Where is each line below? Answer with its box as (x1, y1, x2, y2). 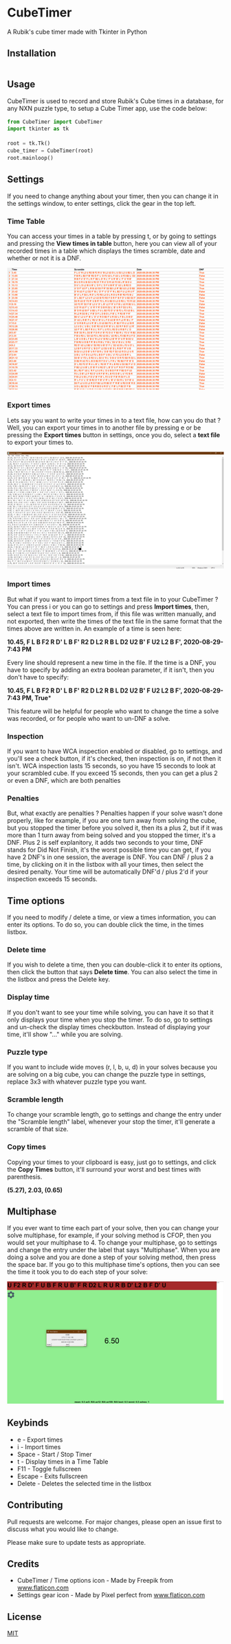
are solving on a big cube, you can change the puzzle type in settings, (7, 1071, 206, 1078)
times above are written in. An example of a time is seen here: (7, 624, 182, 633)
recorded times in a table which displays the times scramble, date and (7, 246, 206, 255)
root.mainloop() (7, 154, 54, 161)
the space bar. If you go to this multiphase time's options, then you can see (7, 1261, 220, 1269)
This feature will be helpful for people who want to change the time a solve (7, 707, 219, 715)
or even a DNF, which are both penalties (7, 777, 121, 784)
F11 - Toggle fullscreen (16, 1464, 82, 1473)
